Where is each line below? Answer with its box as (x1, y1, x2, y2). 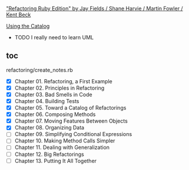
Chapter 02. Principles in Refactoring (14, 84, 105, 91)
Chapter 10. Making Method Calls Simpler (14, 137, 115, 144)
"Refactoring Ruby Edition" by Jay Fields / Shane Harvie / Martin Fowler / (6, 5, 184, 12)
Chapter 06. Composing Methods (14, 111, 96, 118)
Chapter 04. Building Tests (14, 98, 79, 104)
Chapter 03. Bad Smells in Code (14, 91, 92, 98)
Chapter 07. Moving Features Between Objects (14, 117, 128, 125)
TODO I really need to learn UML (14, 34, 94, 40)
